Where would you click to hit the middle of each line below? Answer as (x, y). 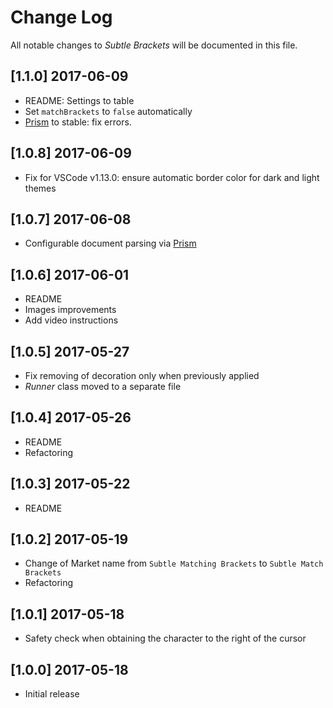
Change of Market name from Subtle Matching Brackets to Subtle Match (174, 563)
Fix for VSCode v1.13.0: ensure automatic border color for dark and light (172, 177)
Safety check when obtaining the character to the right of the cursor (165, 638)
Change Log (61, 17)
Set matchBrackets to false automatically (108, 111)
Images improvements (70, 310)
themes (40, 188)
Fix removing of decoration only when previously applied (142, 375)
